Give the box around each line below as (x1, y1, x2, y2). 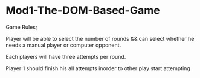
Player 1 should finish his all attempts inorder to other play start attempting (5, 64, 191, 72)
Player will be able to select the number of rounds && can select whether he (5, 35, 195, 42)
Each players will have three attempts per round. (5, 53, 126, 60)
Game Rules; (5, 23, 37, 31)
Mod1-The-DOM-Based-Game (5, 4, 161, 17)
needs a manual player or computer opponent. (5, 41, 121, 49)
